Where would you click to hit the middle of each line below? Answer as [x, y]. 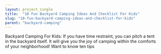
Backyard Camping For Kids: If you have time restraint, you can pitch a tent [80, 36]
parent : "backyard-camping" [33, 23]
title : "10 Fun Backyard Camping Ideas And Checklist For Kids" [72, 14]
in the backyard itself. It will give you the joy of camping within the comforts [80, 42]
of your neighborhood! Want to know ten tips [50, 46]
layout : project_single [29, 9]
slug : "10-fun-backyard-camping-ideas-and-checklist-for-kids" [70, 18]
